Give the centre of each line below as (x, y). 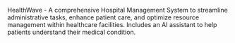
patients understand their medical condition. (72, 32)
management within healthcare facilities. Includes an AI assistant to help (112, 25)
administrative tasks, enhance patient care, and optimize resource (103, 17)
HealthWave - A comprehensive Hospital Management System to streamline (117, 10)
